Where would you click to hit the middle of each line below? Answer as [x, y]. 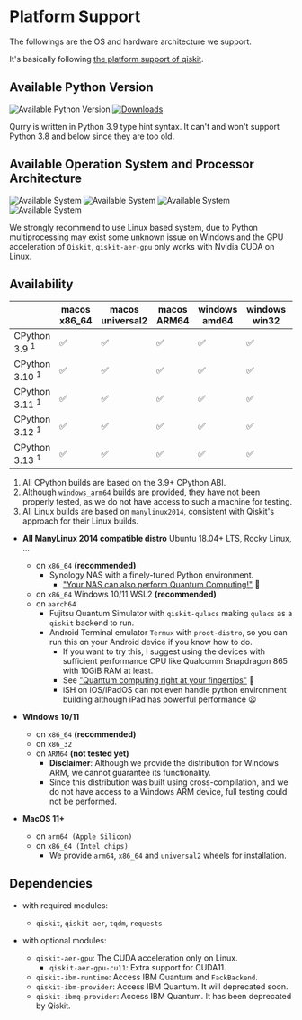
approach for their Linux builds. [80, 521]
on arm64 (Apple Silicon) [84, 836]
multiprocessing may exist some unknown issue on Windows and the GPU [147, 237]
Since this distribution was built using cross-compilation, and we [169, 782]
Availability [41, 284]
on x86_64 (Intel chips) [82, 846]
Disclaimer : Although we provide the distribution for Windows [164, 763]
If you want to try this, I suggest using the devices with [164, 651]
